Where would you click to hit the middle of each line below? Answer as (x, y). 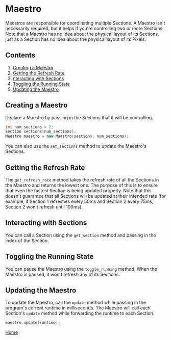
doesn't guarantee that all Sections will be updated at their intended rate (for (86, 196)
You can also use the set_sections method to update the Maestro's (76, 146)
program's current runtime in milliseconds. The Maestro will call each (78, 308)
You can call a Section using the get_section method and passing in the (81, 235)
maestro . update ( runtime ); (33, 323)
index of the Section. (27, 241)
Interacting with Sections (46, 223)
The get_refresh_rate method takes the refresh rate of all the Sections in (82, 180)
